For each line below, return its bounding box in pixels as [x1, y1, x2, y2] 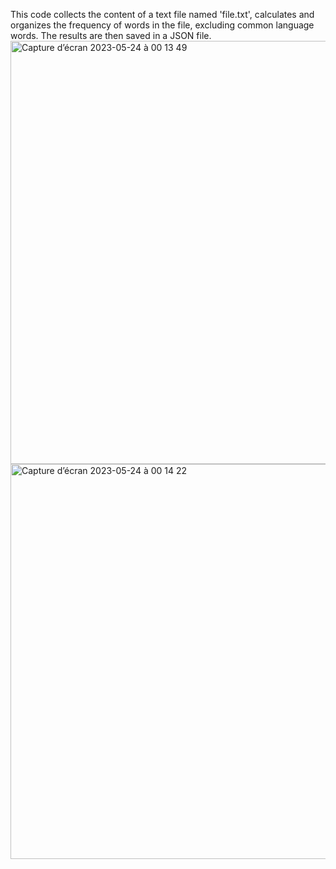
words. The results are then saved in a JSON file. [10, 30, 212, 41]
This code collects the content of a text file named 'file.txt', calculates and [10, 9, 315, 20]
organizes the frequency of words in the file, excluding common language [10, 19, 315, 31]
